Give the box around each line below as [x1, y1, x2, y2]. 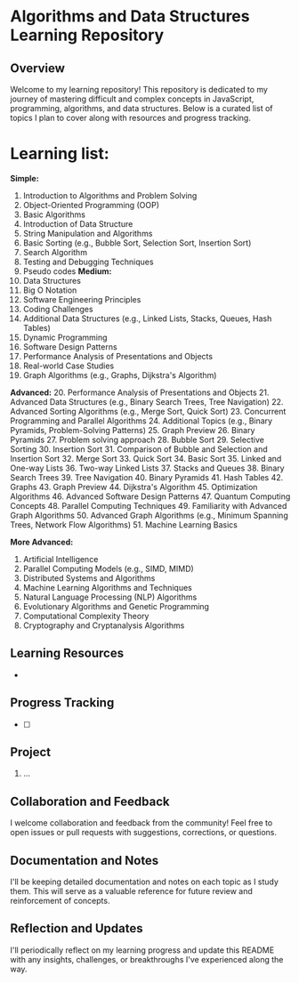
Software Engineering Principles [22, 294, 141, 304]
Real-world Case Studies [22, 360, 115, 371]
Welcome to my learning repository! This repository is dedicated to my [10, 85, 268, 94]
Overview [10, 60, 66, 76]
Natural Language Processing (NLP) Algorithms [22, 592, 198, 602]
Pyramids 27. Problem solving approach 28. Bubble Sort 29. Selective [10, 434, 265, 445]
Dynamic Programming [22, 332, 108, 342]
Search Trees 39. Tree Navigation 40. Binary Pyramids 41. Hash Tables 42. [10, 471, 284, 482]
